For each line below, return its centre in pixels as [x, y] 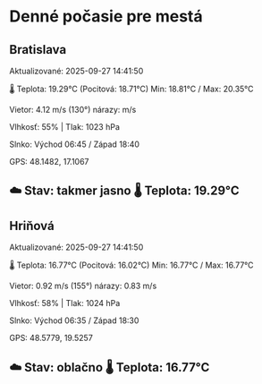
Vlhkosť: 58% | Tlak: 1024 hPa [65, 303]
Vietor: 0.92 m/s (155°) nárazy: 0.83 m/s [83, 286]
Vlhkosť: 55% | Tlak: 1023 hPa [65, 127]
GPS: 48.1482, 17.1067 [49, 162]
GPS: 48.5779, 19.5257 [51, 338]
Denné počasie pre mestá [106, 17]
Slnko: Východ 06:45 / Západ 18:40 [75, 144]
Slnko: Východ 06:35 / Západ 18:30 [74, 320]
